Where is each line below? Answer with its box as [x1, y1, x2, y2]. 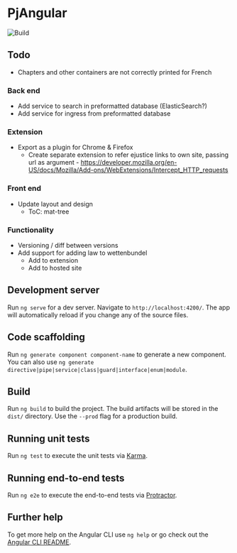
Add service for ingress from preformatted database [17, 109, 171, 118]
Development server [7, 284, 100, 296]
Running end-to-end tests [7, 472, 125, 484]
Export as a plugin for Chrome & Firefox [17, 143, 133, 152]
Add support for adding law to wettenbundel [17, 248, 148, 257]
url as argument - [28, 158, 79, 167]
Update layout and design [17, 199, 94, 208]
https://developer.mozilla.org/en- [80, 158, 177, 167]
